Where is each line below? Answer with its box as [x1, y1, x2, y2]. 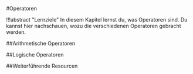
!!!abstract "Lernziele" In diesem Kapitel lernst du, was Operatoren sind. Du [6, 16, 188, 23]
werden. [6, 29, 26, 36]
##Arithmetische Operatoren [6, 40, 76, 47]
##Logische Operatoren [6, 51, 64, 58]
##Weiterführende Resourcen [6, 62, 78, 69]
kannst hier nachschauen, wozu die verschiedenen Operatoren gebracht [6, 23, 181, 29]
